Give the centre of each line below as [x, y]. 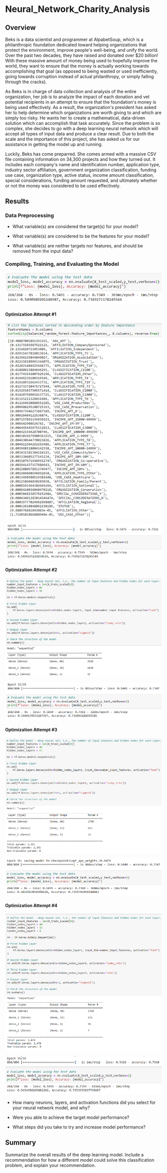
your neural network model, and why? [51, 1108]
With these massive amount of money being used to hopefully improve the [81, 60]
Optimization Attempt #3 [31, 730]
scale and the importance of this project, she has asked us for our [73, 139]
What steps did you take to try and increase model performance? [79, 1127]
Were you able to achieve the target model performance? [71, 1117]
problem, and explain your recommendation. [50, 1165]
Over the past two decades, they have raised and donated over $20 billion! [82, 55]
